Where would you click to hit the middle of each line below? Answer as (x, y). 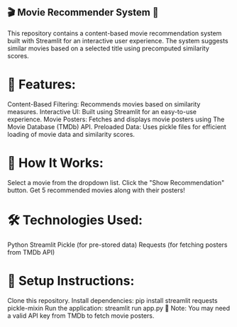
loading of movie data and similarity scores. (71, 134)
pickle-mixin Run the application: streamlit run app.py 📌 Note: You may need (119, 308)
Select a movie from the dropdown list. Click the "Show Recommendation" (116, 182)
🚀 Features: (42, 84)
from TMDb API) (31, 252)
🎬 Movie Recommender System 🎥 (83, 12)
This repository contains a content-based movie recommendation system (115, 33)
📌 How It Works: (56, 163)
